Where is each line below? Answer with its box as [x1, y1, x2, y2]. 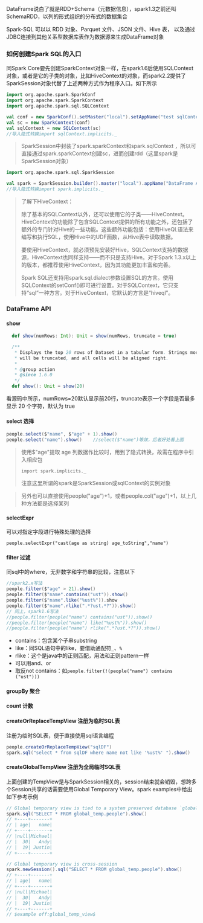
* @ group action [14, 366, 56, 373]
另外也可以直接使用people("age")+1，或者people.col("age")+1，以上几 [21, 492, 197, 500]
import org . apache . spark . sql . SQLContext [6, 103, 110, 109]
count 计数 [6, 703, 33, 710]
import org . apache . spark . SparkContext [6, 97, 104, 104]
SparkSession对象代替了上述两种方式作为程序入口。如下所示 [6, 80, 157, 87]
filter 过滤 [6, 553, 31, 561]
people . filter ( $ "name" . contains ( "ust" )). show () [6, 591, 129, 598]
